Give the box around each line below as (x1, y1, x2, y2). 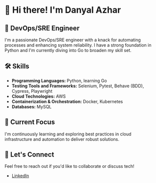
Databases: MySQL (11, 104, 52, 109)
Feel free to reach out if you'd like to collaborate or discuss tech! (4, 163, 135, 169)
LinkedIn (11, 173, 29, 179)
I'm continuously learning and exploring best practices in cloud (4, 131, 132, 137)
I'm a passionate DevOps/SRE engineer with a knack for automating (4, 37, 141, 43)
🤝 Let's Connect (4, 151, 54, 159)
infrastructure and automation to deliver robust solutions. (4, 136, 119, 142)
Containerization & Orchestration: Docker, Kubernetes (11, 98, 123, 105)
